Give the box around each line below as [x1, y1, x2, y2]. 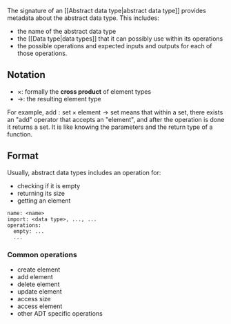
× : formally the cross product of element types [17, 87, 152, 96]
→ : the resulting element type [17, 94, 101, 103]
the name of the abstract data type [17, 28, 117, 35]
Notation [7, 69, 46, 81]
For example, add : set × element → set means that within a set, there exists [7, 108, 223, 117]
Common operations [7, 250, 77, 259]
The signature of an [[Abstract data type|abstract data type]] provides [7, 7, 207, 14]
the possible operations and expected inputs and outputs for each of [17, 42, 212, 50]
